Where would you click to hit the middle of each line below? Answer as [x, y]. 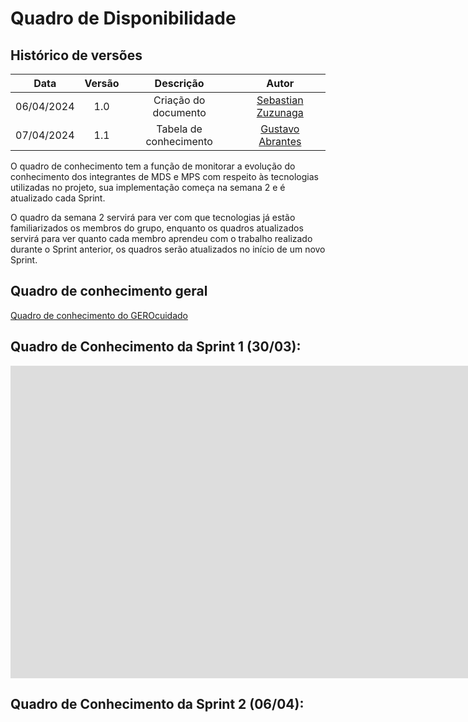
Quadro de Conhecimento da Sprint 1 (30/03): [156, 347]
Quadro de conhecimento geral [109, 291]
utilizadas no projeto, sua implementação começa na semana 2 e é [148, 187]
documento [179, 112]
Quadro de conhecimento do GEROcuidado [99, 315]
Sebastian [280, 100]
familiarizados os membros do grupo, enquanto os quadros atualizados [157, 228]
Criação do [179, 100]
